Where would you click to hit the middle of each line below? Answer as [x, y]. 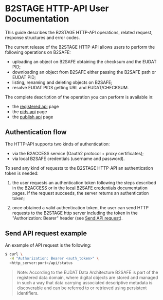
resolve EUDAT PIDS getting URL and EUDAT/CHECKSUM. [70, 87]
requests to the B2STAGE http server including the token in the [75, 213]
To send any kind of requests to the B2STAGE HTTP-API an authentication [79, 168]
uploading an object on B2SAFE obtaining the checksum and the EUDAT [84, 61]
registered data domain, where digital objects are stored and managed [87, 278]
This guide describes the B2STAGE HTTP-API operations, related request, [79, 32]
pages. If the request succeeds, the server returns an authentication [81, 193]
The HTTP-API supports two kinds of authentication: [58, 144]
